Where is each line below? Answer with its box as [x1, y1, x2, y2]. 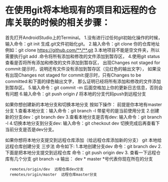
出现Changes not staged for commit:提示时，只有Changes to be [9, 72, 141, 78]
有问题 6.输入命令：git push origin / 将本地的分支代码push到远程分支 [5, 90, 146, 96]
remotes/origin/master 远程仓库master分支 [9, 172, 97, 177]
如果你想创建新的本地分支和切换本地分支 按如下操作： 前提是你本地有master [5, 101, 162, 107]
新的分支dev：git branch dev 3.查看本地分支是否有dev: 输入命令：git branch [5, 113, 162, 120]
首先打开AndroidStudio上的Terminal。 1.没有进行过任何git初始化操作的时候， [5, 34, 163, 40]
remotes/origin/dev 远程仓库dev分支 [9, 166, 84, 171]
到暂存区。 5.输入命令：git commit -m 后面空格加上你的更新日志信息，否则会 [5, 84, 163, 90]
